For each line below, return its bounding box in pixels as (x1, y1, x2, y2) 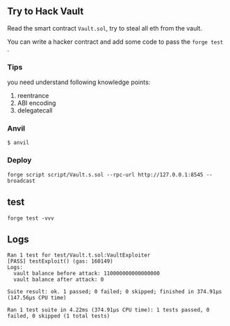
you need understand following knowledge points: (7, 78, 151, 86)
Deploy (7, 156, 32, 165)
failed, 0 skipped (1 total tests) (7, 313, 110, 320)
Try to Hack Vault (7, 6, 84, 17)
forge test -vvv (7, 215, 54, 222)
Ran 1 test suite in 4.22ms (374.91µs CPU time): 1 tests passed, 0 (7, 307, 210, 313)
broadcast (7, 177, 36, 184)
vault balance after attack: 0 (13, 276, 104, 284)
